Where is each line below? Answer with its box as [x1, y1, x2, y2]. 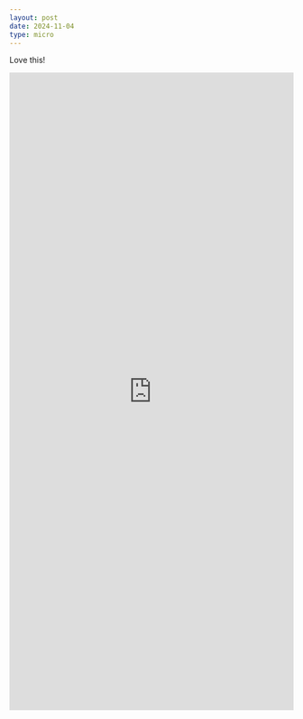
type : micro [9, 30, 54, 39]
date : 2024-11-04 [9, 22, 75, 31]
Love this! [9, 55, 46, 66]
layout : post [9, 13, 59, 23]
